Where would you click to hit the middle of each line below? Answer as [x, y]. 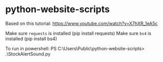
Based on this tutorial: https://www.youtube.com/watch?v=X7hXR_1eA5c [81, 23]
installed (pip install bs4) [31, 39]
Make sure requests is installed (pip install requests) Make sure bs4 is [78, 33]
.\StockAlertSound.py [28, 54]
